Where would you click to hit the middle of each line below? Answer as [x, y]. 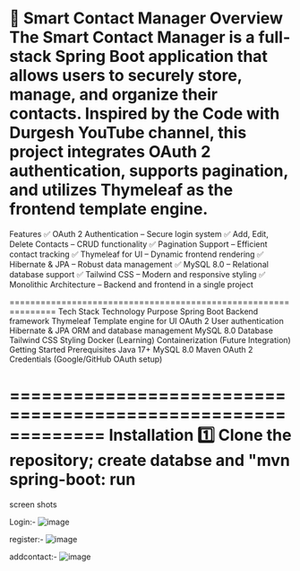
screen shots [33, 504]
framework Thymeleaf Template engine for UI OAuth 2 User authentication [146, 321]
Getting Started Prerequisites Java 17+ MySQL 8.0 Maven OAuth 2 [131, 349]
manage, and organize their [114, 95]
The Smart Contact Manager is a [132, 37]
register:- [26, 539]
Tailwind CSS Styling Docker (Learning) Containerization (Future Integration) [150, 339]
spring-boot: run [73, 480]
